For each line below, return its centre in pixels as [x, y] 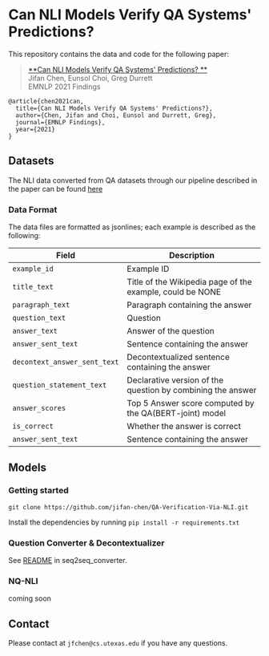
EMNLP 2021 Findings [64, 87]
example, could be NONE [174, 292]
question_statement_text [60, 385]
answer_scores [39, 408]
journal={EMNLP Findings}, [60, 122]
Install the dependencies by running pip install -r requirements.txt [124, 522]
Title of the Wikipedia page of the [189, 282]
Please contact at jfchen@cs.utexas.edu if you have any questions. [118, 643]
